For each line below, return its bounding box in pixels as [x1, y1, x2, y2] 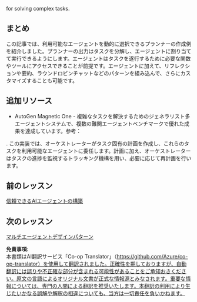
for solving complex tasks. [6, 5, 70, 12]
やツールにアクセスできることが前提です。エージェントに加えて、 [6, 62, 165, 69]
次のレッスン [6, 216, 53, 226]
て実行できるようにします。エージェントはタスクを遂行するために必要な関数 [6, 55, 191, 62]
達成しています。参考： [25, 127, 81, 134]
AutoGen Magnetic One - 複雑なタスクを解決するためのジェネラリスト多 [14, 112, 191, 120]
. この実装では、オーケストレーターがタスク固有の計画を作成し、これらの [6, 140, 184, 147]
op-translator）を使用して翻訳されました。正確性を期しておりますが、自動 [6, 260, 187, 267]
